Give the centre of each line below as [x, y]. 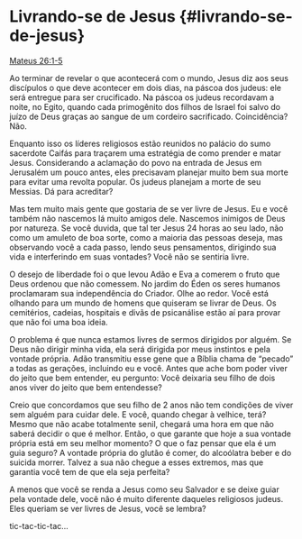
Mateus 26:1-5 [36, 60]
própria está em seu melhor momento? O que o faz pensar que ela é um [143, 443]
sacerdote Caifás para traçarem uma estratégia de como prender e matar [145, 153]
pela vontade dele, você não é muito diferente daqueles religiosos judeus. [146, 498]
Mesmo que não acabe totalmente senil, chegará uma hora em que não [142, 424]
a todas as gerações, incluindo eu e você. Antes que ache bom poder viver [149, 368]
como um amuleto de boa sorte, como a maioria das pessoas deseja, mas [146, 237]
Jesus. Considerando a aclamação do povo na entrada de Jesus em [136, 162]
